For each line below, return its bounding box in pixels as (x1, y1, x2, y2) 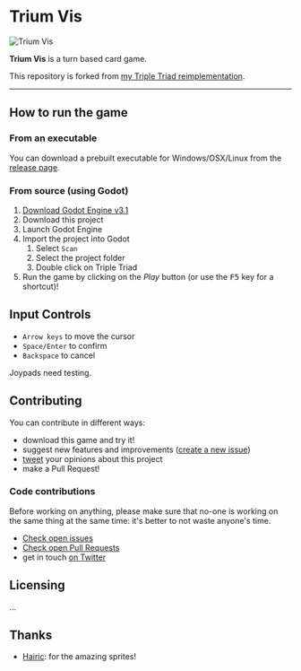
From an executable (9, 132, 98, 144)
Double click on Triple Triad (35, 262, 138, 273)
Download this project (21, 213, 104, 225)
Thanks (9, 628, 53, 643)
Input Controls (9, 307, 91, 322)
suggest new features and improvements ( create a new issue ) (21, 444, 251, 455)
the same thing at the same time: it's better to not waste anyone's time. (9, 515, 271, 526)
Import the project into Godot (21, 233, 130, 244)
